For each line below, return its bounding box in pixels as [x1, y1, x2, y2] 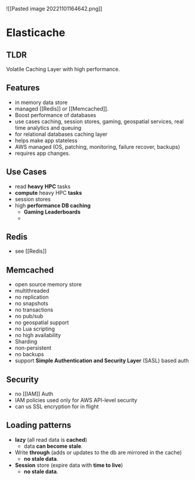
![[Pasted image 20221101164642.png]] [6, 5, 103, 12]
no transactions [14, 306, 54, 313]
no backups [14, 351, 44, 358]
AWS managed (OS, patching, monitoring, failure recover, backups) [14, 143, 181, 150]
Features [6, 83, 40, 93]
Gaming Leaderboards [23, 208, 81, 215]
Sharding [14, 338, 38, 346]
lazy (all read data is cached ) [14, 436, 88, 443]
